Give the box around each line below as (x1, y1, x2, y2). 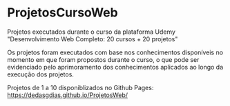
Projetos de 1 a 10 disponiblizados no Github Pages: (7, 83, 154, 92)
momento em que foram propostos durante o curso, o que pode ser (7, 55, 200, 63)
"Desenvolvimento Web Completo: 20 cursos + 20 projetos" (7, 34, 178, 43)
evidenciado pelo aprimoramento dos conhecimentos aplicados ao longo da (7, 63, 224, 71)
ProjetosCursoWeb (7, 5, 119, 21)
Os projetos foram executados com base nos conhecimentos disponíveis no (7, 48, 223, 56)
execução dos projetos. (7, 70, 75, 78)
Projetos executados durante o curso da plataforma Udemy (7, 28, 176, 36)
